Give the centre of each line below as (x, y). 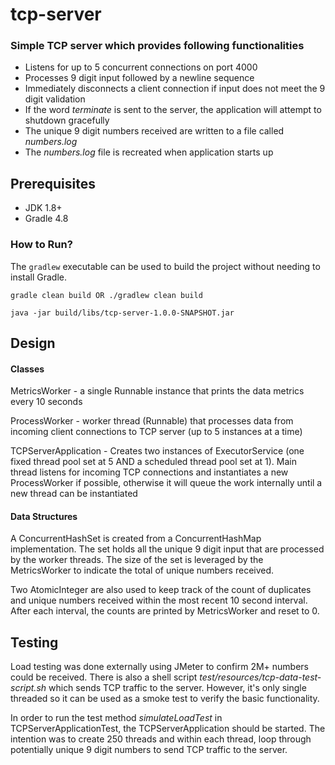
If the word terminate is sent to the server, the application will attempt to (173, 110)
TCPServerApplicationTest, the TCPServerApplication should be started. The (168, 729)
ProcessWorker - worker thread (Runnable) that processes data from (152, 421)
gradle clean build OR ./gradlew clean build (106, 295)
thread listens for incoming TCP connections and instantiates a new (149, 472)
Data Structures (44, 516)
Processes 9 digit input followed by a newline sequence (139, 78)
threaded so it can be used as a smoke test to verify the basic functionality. (165, 699)
